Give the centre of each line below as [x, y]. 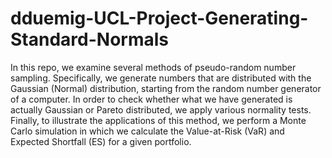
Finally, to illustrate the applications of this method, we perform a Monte [158, 120]
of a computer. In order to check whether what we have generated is [151, 99]
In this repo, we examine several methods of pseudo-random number [153, 67]
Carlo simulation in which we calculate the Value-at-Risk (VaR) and [147, 131]
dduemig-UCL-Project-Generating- [159, 18]
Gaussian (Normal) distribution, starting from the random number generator [166, 88]
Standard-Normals [89, 39]
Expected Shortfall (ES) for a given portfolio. [101, 141]
